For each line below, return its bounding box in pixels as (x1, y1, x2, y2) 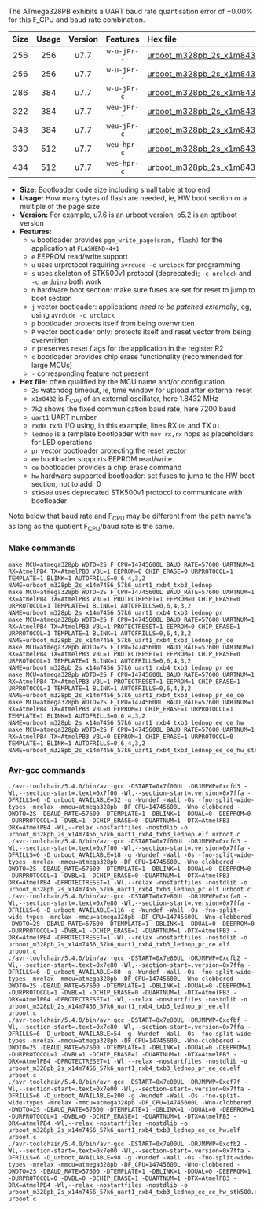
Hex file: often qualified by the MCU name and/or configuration (19, 377, 225, 386)
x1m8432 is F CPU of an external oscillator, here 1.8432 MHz (31, 394, 218, 405)
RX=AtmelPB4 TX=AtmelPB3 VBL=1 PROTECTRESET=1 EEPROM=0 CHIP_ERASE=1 (8, 623, 241, 630)
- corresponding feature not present (31, 369, 149, 378)
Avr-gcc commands (8, 764, 86, 775)
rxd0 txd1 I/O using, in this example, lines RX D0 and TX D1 (31, 421, 220, 430)
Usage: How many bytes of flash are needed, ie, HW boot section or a (19, 193, 247, 203)
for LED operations (31, 437, 93, 446)
